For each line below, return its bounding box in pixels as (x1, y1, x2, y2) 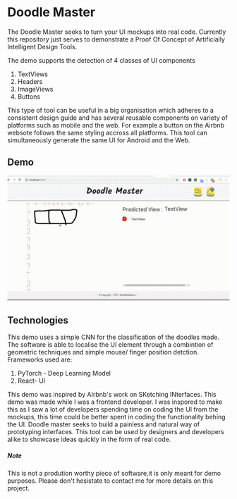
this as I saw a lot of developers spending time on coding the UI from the (7, 405, 219, 414)
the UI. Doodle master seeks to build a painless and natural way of (7, 420, 200, 429)
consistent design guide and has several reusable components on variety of (7, 113, 228, 122)
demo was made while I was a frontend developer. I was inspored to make (7, 398, 223, 406)
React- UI (17, 376, 46, 385)
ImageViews (17, 85, 54, 93)
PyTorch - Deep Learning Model (17, 369, 111, 378)
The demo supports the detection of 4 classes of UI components (7, 56, 195, 64)
